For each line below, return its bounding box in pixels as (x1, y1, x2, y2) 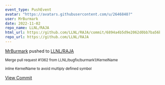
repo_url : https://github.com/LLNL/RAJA (5, 35, 89, 40)
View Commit (5, 75, 32, 81)
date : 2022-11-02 (5, 21, 41, 26)
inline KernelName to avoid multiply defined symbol (5, 66, 92, 71)
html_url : (5, 30, 26, 35)
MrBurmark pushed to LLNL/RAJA (5, 48, 74, 54)
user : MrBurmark (5, 16, 38, 21)
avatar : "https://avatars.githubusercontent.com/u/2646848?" (5, 12, 133, 17)
